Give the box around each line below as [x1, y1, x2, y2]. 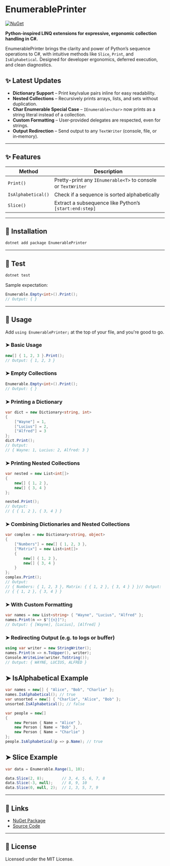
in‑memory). [12, 133, 39, 139]
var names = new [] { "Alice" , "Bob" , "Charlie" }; [5, 688, 114, 693]
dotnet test [5, 273, 30, 278]
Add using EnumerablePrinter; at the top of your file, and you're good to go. [5, 329, 164, 335]
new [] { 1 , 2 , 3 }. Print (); [5, 353, 65, 358]
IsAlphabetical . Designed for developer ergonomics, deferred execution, [5, 56, 158, 62]
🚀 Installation [5, 227, 48, 235]
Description [94, 168, 123, 175]
